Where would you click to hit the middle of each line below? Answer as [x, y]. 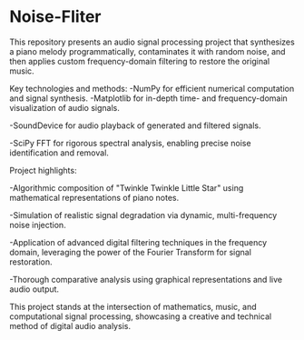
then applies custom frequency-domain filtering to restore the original [140, 61]
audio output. [34, 289]
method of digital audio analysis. [70, 325]
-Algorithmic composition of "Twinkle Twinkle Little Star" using [127, 187]
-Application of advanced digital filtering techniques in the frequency [138, 242]
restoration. [31, 262]
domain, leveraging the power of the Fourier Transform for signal [131, 252]
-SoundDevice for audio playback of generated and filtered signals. [135, 125]
